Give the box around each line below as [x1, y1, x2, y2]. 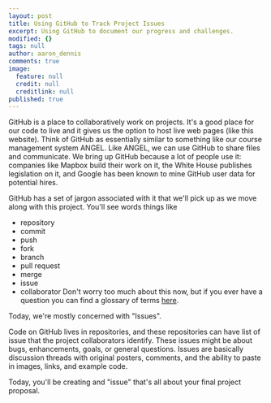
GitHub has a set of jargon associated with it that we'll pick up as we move [8, 193, 257, 203]
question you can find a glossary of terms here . [19, 296, 179, 305]
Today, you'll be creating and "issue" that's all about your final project [8, 377, 242, 387]
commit [19, 227, 46, 236]
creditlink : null [15, 87, 75, 96]
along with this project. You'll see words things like [8, 202, 178, 212]
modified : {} [8, 34, 53, 43]
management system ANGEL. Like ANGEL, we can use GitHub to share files [8, 143, 261, 153]
